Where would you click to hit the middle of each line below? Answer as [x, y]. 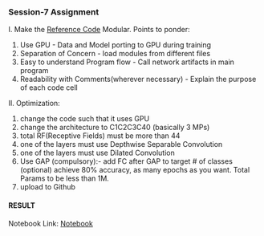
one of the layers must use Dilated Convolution [97, 153]
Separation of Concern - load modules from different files [115, 54]
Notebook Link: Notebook [51, 223]
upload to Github [48, 187]
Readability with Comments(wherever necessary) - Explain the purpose [138, 79]
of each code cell [49, 87]
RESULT [22, 205]
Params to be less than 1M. [65, 178]
